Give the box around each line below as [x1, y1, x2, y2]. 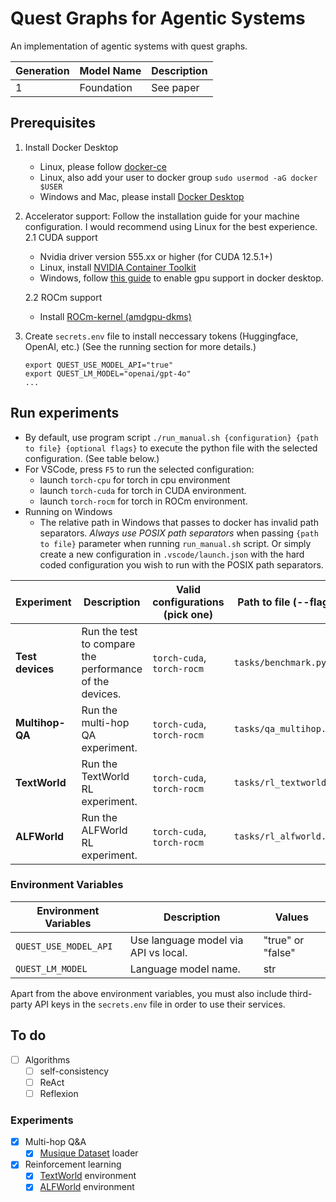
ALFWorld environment [39, 1181, 135, 1193]
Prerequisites [10, 115, 96, 132]
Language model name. [129, 962, 241, 976]
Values [274, 910, 309, 924]
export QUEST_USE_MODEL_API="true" [24, 360, 174, 370]
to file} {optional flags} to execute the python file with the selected [24, 442, 318, 454]
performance [81, 662, 143, 676]
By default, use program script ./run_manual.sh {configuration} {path [24, 431, 319, 443]
